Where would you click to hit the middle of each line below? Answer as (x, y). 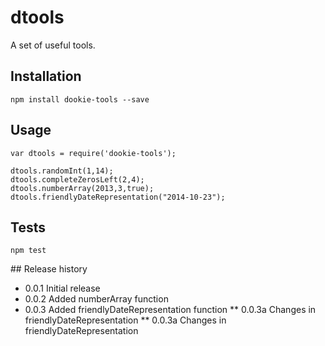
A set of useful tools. (53, 45)
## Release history (49, 269)
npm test (28, 251)
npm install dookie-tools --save (80, 99)
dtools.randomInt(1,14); (62, 171)
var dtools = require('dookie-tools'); (93, 153)
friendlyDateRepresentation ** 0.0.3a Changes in (125, 320)
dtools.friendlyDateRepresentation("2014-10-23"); (118, 197)
